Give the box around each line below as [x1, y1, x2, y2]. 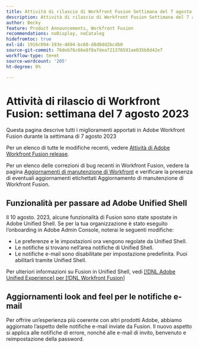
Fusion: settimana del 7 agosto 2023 [6, 107, 190, 120]
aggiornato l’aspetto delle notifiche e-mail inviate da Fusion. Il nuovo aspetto [6, 323, 192, 330]
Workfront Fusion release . [6, 150, 69, 157]
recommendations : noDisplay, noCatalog [6, 31, 105, 37]
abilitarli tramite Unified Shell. [14, 257, 87, 264]
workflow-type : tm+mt [6, 53, 60, 59]
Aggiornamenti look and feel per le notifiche [6, 291, 172, 302]
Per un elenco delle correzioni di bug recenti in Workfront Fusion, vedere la [6, 162, 190, 169]
